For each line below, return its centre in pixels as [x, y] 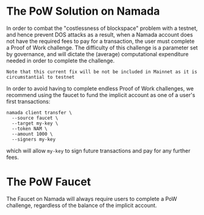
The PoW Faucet [49, 182]
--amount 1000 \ [32, 134]
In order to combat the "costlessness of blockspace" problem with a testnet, [102, 28]
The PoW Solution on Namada [83, 11]
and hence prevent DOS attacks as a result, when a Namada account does [100, 34]
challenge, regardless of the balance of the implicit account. [82, 205]
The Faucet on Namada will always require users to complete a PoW [92, 199]
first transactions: [28, 101]
